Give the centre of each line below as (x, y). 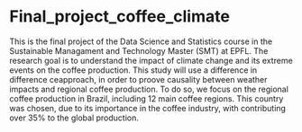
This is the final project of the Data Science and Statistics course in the (141, 41)
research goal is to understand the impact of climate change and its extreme (151, 60)
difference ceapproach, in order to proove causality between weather (138, 79)
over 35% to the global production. (74, 118)
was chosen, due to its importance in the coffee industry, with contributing (148, 108)
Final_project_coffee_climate (119, 17)
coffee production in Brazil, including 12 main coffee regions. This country (146, 98)
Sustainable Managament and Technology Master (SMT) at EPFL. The (139, 50)
